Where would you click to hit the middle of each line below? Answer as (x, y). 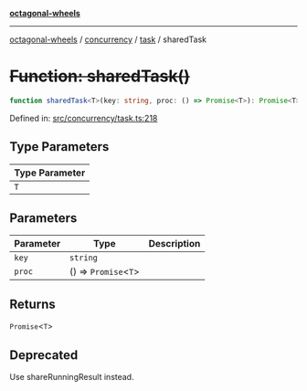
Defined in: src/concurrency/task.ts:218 (84, 118)
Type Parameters (59, 147)
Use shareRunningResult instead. (72, 377)
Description (175, 244)
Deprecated (44, 355)
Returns (33, 304)
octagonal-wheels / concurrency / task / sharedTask (108, 39)
